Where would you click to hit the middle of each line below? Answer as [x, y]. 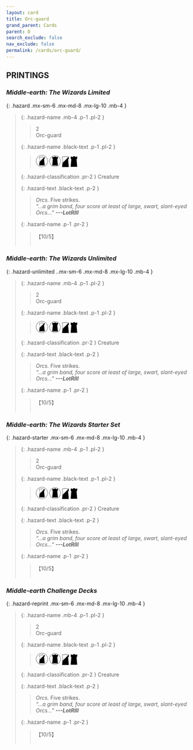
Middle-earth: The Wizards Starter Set [63, 425]
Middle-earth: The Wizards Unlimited [61, 258]
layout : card [22, 13]
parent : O [18, 32]
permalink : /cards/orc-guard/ [44, 51]
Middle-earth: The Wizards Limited [58, 93]
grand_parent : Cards [32, 25]
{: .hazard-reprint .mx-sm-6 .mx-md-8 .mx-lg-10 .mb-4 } [76, 603]
